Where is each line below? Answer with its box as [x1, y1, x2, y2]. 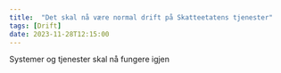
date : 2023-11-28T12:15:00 [9, 29, 110, 38]
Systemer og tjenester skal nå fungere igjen [9, 54, 170, 65]
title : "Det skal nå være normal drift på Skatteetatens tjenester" [9, 12, 274, 22]
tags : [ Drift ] [9, 21, 62, 30]
